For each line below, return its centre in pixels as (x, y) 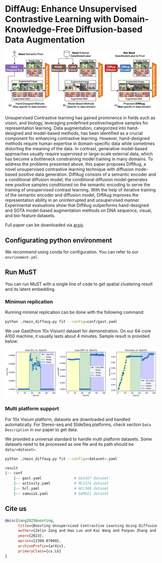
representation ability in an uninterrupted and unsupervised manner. (73, 200)
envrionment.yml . (22, 257)
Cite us (16, 509)
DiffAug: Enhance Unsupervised (71, 9)
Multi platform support (32, 409)
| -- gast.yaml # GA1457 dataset (61, 478)
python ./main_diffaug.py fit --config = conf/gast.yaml (61, 322)
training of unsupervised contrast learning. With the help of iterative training (80, 190)
